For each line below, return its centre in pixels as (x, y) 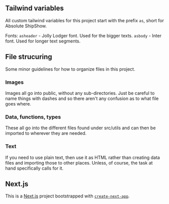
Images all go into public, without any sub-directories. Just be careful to (80, 93)
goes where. (18, 104)
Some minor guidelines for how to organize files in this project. (70, 69)
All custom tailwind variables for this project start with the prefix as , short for (85, 20)
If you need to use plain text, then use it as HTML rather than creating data (83, 157)
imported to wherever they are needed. (46, 133)
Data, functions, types (33, 117)
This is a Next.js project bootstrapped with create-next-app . (68, 196)
